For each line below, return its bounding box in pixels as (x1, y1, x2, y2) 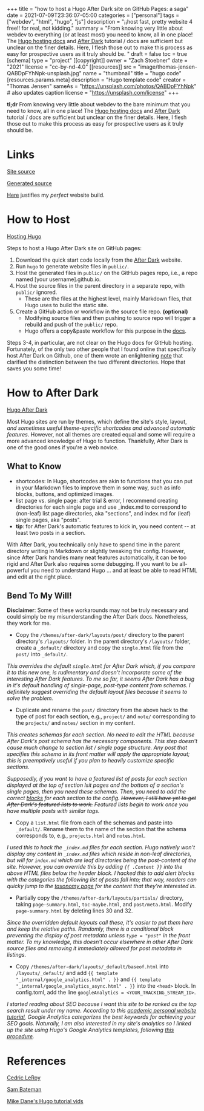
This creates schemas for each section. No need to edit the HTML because (7, 731, 195, 738)
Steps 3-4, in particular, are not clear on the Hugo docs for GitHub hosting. (7, 339, 193, 346)
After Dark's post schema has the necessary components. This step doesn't (7, 738, 198, 745)
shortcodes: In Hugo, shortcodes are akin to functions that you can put (15, 477, 193, 484)
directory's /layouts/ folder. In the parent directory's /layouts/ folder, (15, 637, 191, 645)
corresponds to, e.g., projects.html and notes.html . (15, 832, 146, 840)
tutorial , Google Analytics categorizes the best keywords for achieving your (7, 1013, 196, 1021)
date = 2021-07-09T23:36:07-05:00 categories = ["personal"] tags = (7, 12, 180, 19)
